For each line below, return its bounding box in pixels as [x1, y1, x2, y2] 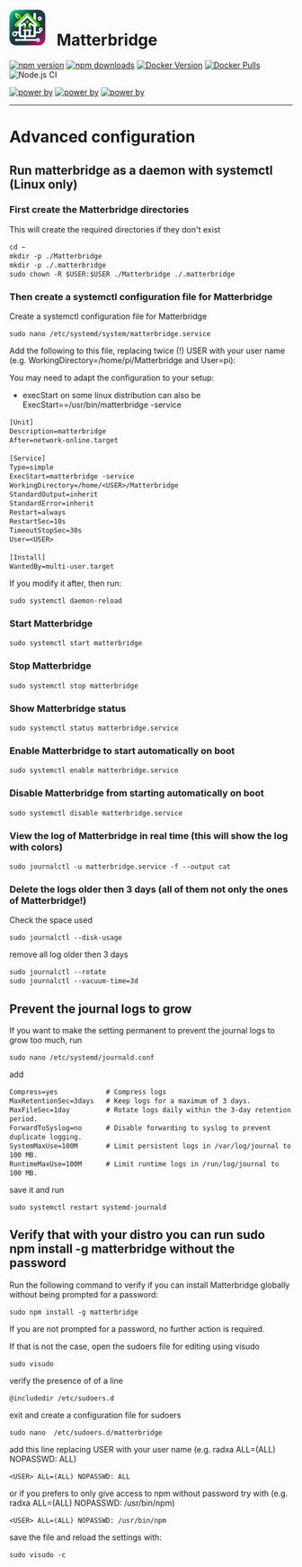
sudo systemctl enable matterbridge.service [9, 766, 179, 775]
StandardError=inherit [9, 499, 94, 508]
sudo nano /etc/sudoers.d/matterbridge [9, 1428, 164, 1437]
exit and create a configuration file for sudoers [9, 1409, 182, 1420]
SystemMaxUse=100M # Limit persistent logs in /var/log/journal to [9, 1142, 292, 1151]
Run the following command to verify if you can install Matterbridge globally [9, 1280, 290, 1290]
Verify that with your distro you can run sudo [9, 1227, 265, 1243]
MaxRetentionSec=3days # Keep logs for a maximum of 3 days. [9, 1097, 252, 1106]
